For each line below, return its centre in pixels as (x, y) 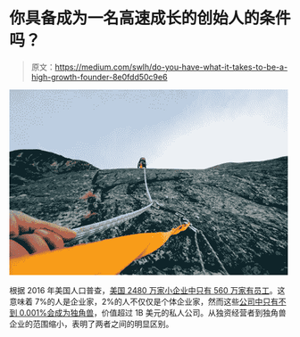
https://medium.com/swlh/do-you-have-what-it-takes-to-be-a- (171, 67)
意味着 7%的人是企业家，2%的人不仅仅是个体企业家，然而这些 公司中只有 (144, 301)
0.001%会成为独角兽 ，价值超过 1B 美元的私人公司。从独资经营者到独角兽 (153, 312)
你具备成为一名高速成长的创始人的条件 (150, 18)
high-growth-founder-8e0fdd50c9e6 (99, 77)
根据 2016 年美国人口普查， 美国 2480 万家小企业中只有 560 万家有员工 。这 (147, 290)
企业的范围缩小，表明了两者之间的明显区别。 (92, 324)
